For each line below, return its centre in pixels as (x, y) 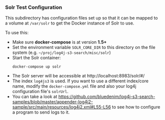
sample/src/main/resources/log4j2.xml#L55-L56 (62, 107)
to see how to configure (136, 107)
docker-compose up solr (37, 67)
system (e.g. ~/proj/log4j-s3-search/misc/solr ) (62, 52)
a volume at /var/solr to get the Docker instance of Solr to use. (70, 23)
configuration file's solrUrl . (40, 92)
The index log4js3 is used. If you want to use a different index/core (80, 81)
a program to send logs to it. (41, 112)
